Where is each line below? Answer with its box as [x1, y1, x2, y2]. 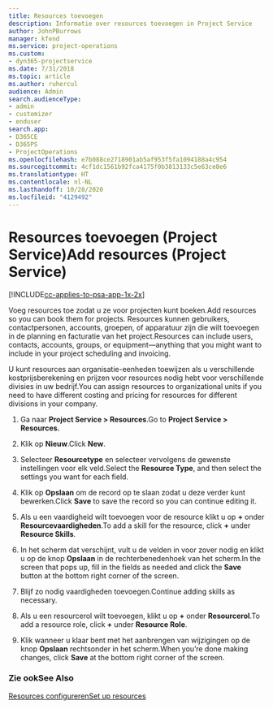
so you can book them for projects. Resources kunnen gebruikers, [8, 313, 230, 323]
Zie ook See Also [8, 672, 75, 684]
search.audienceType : [8, 95, 82, 103]
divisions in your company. [8, 399, 98, 409]
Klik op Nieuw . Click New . [19, 439, 106, 448]
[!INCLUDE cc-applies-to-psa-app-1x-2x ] [8, 289, 145, 299]
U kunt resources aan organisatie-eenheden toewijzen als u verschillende [8, 364, 254, 374]
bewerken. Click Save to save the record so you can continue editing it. [19, 496, 258, 506]
